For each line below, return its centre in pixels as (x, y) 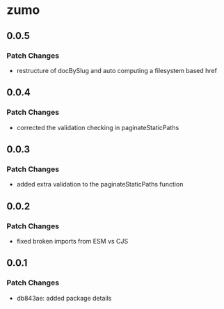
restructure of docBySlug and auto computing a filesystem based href (117, 70)
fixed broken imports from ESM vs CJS (72, 241)
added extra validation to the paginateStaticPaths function (100, 184)
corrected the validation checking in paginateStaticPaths (98, 127)
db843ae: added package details (64, 298)
